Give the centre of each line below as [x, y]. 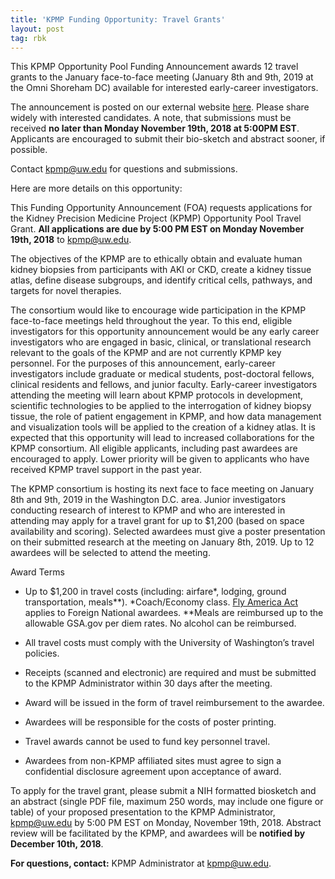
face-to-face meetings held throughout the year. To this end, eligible [151, 321]
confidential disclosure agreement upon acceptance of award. [153, 772]
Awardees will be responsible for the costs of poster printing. [150, 722]
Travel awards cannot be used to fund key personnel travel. [147, 742]
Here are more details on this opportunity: [96, 188]
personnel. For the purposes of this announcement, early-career [143, 363]
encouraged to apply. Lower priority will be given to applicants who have [160, 459]
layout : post [37, 29]
